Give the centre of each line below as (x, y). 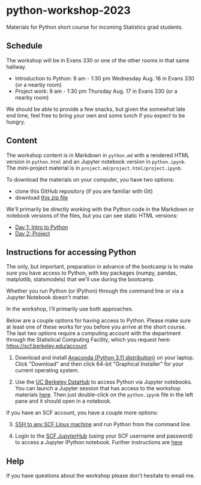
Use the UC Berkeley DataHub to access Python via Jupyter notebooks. (103, 382)
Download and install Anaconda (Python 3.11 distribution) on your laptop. (104, 358)
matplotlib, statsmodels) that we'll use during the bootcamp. (80, 279)
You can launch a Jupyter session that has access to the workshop (98, 388)
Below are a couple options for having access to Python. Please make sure (98, 321)
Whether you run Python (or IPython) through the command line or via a (95, 291)
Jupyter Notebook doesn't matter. (48, 297)
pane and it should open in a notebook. (63, 401)
